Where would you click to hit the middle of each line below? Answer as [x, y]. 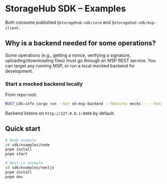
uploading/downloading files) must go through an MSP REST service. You [81, 61]
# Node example [21, 140]
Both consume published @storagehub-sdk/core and [58, 22]
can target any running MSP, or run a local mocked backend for [70, 65]
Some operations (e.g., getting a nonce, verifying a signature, [68, 55]
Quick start [23, 129]
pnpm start [16, 154]
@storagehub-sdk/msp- [134, 23]
